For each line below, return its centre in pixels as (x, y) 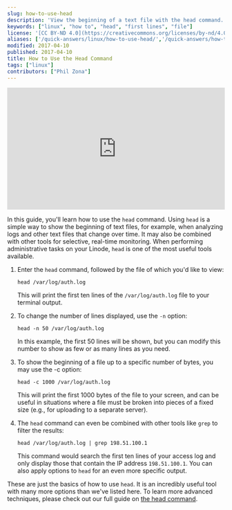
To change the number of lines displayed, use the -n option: (102, 316)
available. (21, 256)
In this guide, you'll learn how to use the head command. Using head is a (109, 219)
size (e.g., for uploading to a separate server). (83, 410)
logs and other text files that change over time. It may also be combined (109, 234)
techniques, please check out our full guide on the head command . (103, 498)
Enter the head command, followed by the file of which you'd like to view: (120, 269)
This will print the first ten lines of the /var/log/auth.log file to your (113, 295)
